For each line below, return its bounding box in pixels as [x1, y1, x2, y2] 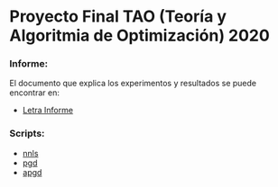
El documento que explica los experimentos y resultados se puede [9, 78, 257, 89]
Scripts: [9, 128, 45, 140]
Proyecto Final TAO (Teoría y [9, 6, 227, 27]
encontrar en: [9, 87, 60, 98]
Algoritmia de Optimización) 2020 [9, 25, 271, 46]
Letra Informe [22, 105, 74, 116]
